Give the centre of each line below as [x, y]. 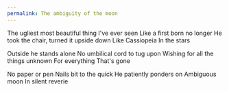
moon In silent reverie [38, 81]
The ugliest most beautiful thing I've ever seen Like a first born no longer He [115, 33]
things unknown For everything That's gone [69, 61]
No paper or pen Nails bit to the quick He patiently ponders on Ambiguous [112, 74]
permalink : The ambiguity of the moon [62, 13]
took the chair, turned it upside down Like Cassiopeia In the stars [99, 40]
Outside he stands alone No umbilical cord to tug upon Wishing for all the [110, 53]
